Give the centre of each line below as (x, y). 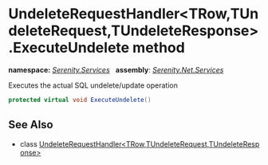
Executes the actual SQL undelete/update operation (93, 85)
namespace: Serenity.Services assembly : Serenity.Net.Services (116, 69)
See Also (31, 125)
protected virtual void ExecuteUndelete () (80, 100)
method (159, 48)
